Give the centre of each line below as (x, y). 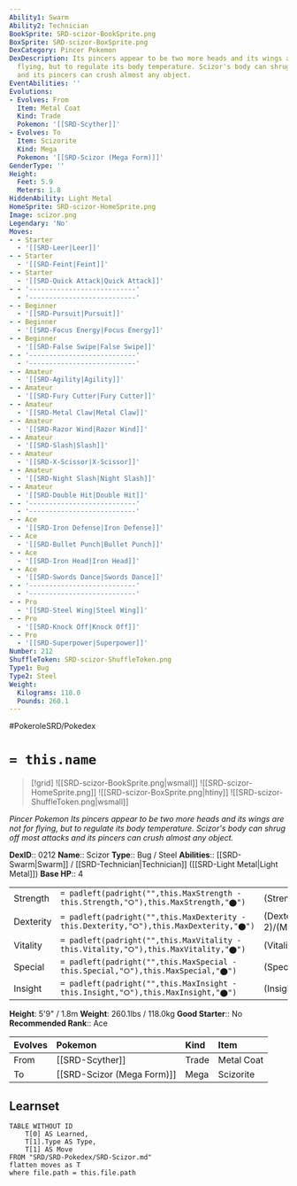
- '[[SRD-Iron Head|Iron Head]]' (79, 561)
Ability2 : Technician (49, 26)
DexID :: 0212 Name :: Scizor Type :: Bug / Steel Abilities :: (112, 855)
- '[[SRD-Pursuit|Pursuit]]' (71, 314)
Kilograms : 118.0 (49, 693)
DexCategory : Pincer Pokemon (63, 50)
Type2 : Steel (33, 676)
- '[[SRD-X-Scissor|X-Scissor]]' (79, 462)
